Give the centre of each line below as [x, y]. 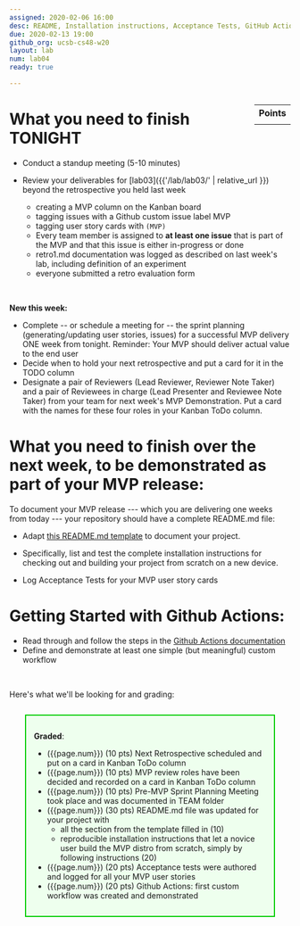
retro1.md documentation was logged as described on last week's [157, 254]
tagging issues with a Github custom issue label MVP [133, 216]
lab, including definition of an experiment [111, 263]
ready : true [31, 68]
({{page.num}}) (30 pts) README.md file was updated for [153, 810]
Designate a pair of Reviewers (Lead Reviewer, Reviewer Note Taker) [148, 382]
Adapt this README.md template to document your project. [131, 535]
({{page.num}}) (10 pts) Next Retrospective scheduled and [154, 753]
